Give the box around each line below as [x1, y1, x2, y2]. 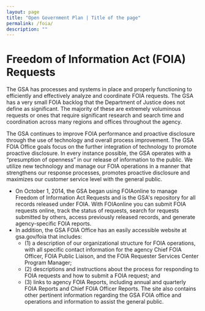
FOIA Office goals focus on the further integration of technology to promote [6, 143, 197, 151]
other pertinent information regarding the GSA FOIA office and [24, 291, 182, 299]
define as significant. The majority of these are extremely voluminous [6, 105, 181, 113]
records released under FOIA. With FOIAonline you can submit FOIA [15, 200, 187, 208]
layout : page [6, 9, 40, 15]
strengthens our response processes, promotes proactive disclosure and [6, 169, 190, 176]
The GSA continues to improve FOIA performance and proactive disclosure [6, 130, 195, 138]
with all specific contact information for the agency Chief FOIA [24, 246, 182, 253]
